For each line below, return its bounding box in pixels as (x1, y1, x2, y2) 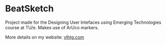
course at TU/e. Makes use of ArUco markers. (5, 24, 99, 30)
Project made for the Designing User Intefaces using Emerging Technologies (5, 19, 162, 25)
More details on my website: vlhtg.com (5, 34, 84, 40)
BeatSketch (5, 3, 54, 14)
